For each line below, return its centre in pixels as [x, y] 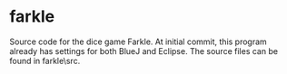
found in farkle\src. [45, 60]
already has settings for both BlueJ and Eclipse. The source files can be [144, 51]
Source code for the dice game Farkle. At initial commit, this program [139, 42]
